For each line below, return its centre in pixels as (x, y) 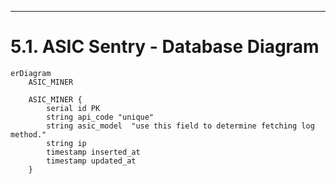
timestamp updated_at (91, 161)
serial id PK (73, 108)
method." (28, 134)
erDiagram (31, 73)
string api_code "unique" (100, 117)
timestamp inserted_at (93, 152)
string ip (66, 143)
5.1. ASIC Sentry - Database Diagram (165, 47)
